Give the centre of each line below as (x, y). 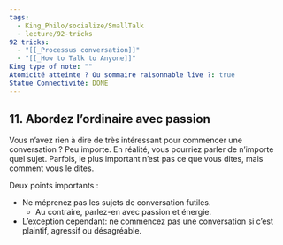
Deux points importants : (54, 186)
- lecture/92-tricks (55, 34)
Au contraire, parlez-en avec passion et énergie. (123, 212)
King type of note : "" (51, 67)
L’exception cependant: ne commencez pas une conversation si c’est (148, 221)
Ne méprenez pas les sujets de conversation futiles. (116, 203)
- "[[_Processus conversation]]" (79, 50)
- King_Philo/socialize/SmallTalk (80, 26)
